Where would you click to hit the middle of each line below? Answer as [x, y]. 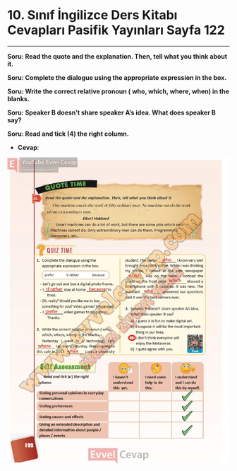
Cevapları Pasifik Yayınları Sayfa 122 [116, 30]
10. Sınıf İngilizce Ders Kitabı [92, 15]
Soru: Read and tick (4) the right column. [68, 134]
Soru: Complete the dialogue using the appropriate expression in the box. [117, 77]
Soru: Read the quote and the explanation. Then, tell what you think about [117, 56]
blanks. [19, 98]
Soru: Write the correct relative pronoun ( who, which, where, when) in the [118, 91]
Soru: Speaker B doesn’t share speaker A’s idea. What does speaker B [112, 112]
